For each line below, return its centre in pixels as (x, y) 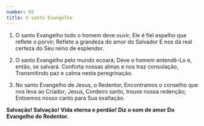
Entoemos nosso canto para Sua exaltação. (70, 98)
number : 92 (20, 12)
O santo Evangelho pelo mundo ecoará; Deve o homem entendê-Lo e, (104, 60)
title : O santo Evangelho (39, 18)
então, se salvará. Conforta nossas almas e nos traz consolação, (97, 66)
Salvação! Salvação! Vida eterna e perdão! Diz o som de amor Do (90, 109)
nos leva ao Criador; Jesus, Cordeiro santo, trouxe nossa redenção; (100, 91)
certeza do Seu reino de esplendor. (59, 48)
